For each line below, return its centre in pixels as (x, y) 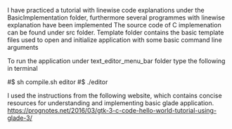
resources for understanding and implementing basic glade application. (111, 103)
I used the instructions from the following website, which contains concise (115, 95)
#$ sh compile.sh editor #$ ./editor (58, 82)
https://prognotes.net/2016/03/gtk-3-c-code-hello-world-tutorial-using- (112, 110)
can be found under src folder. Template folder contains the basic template (116, 32)
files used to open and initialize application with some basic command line (115, 40)
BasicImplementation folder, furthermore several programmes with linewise (116, 18)
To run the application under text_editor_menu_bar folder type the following (116, 61)
